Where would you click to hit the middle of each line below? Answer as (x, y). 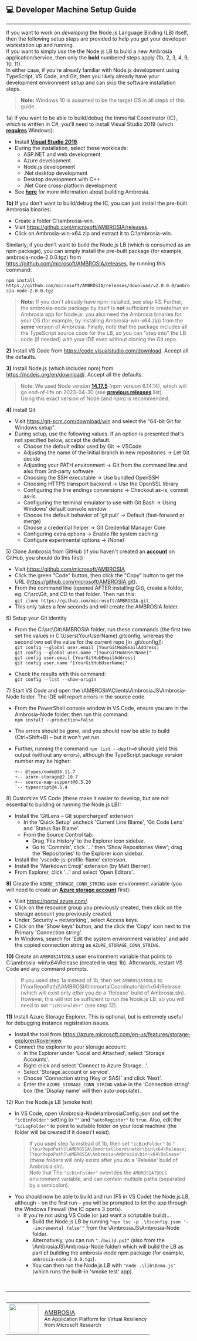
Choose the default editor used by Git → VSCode (82, 446)
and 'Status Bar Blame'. (52, 828)
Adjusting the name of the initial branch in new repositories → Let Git (106, 452)
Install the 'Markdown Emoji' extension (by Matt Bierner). (83, 866)
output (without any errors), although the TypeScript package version (98, 754)
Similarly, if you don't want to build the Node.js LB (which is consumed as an (98, 244)
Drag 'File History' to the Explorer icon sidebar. (89, 841)
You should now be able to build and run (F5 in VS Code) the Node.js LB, (102, 1196)
